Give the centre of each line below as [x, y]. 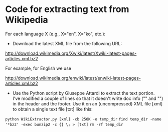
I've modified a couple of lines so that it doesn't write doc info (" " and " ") [88, 98]
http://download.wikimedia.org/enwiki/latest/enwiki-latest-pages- [73, 78]
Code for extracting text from [67, 9]
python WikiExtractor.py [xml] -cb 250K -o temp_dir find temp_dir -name [83, 119]
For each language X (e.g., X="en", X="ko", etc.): [55, 34]
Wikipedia [27, 20]
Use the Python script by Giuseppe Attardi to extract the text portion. [83, 93]
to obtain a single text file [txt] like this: [52, 109]
